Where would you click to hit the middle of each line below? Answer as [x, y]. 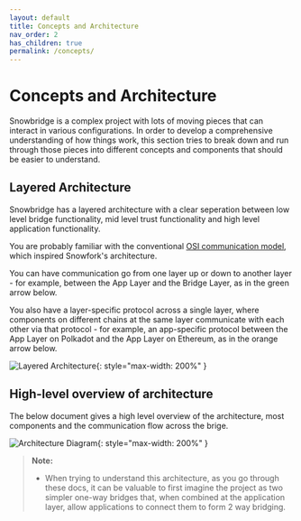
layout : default [40, 18]
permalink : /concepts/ [52, 51]
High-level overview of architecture [111, 394]
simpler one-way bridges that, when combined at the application [165, 497]
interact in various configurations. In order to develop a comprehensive [141, 131]
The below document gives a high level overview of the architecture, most [147, 415]
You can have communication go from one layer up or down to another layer [151, 273]
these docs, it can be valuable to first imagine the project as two [164, 488]
